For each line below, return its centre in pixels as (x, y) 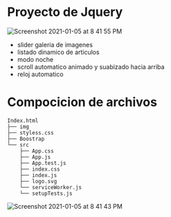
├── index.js (38, 175)
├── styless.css (30, 132)
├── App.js (35, 157)
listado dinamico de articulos (58, 52)
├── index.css (40, 169)
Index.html (23, 121)
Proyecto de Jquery (65, 12)
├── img (18, 127)
